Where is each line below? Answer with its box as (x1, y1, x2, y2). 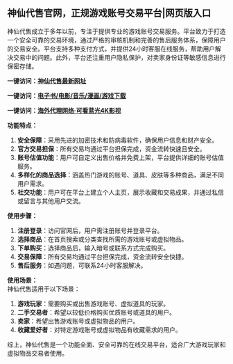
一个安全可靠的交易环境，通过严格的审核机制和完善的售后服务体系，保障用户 (7, 35, 226, 44)
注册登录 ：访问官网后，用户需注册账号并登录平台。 (17, 226, 164, 235)
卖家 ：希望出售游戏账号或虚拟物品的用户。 (17, 317, 139, 325)
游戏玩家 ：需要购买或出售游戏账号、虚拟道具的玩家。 (17, 299, 170, 308)
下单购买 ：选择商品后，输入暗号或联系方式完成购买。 (17, 244, 170, 252)
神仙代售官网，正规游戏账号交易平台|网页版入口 (7, 7, 212, 19)
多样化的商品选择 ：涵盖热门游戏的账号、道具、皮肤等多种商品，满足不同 (17, 171, 224, 179)
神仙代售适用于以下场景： (7, 285, 80, 293)
